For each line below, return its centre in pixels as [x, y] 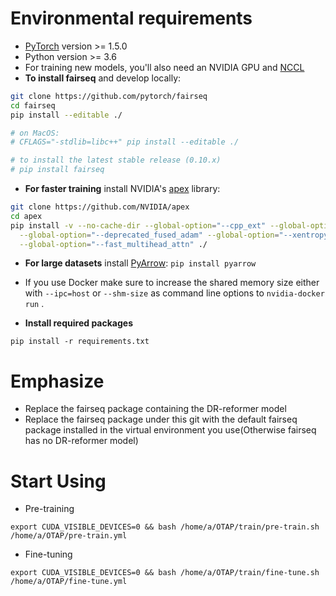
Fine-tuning [48, 554]
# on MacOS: [35, 133]
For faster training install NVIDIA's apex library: [122, 189]
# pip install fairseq [57, 170]
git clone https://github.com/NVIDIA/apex [100, 207]
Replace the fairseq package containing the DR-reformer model [155, 409]
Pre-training [49, 509]
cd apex [26, 216]
